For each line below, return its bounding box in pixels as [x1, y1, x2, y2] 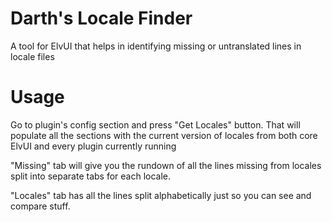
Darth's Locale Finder [10, 7, 193, 30]
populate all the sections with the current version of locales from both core [10, 129, 318, 141]
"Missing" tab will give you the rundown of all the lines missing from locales [10, 159, 322, 171]
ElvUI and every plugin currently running [10, 140, 177, 152]
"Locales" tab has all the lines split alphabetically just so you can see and [10, 189, 312, 201]
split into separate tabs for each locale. [10, 170, 172, 182]
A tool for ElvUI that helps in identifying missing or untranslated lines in [10, 40, 302, 52]
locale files [10, 50, 55, 62]
